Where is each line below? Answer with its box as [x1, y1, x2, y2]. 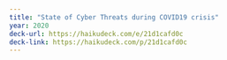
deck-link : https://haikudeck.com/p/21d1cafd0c [9, 37, 188, 47]
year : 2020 [9, 21, 49, 30]
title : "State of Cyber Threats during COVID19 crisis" [9, 12, 219, 22]
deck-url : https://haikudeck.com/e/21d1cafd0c [9, 29, 184, 38]
